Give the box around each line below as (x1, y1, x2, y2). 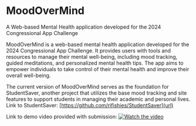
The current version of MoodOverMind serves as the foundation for (6, 83, 169, 90)
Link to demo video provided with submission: (6, 113, 117, 120)
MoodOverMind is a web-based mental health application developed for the (6, 41, 190, 48)
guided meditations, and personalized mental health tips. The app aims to (6, 60, 184, 66)
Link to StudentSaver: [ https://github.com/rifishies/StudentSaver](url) (6, 101, 174, 108)
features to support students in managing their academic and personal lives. (6, 95, 191, 103)
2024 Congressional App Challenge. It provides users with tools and (6, 47, 171, 54)
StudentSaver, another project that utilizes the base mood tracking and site (6, 89, 187, 96)
